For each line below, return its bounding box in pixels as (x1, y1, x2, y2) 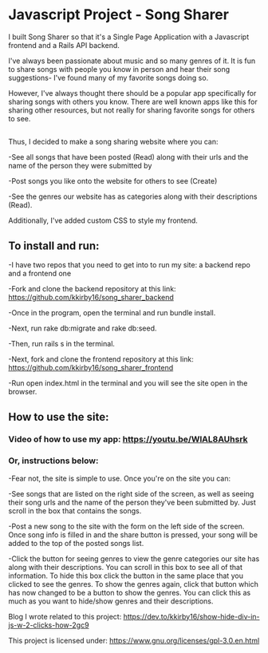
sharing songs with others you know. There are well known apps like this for (8, 97, 258, 106)
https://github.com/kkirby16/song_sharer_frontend (8, 363, 174, 373)
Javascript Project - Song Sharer (8, 6, 230, 24)
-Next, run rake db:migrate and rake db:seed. (8, 323, 157, 333)
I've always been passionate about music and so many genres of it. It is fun (8, 56, 256, 65)
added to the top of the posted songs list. (8, 538, 144, 548)
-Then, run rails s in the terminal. (8, 339, 116, 349)
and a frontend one (8, 269, 72, 279)
